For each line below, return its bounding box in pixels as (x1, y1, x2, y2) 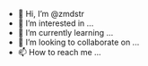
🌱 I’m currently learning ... (17, 28, 114, 37)
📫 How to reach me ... (17, 47, 101, 57)
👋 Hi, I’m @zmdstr (17, 9, 85, 19)
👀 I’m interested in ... (17, 18, 94, 29)
